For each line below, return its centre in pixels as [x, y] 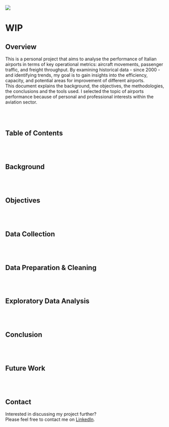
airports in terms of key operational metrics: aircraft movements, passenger [84, 64]
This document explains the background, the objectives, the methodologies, [85, 86]
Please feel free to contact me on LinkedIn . [50, 419]
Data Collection [30, 234]
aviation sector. [21, 102]
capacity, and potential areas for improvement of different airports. [75, 80]
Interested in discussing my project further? [51, 414]
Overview [21, 46]
